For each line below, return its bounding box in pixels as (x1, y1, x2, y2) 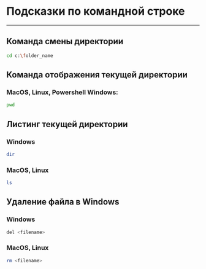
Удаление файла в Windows (6, 197, 120, 207)
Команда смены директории (6, 36, 124, 47)
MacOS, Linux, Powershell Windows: (6, 88, 118, 96)
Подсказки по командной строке (6, 4, 185, 18)
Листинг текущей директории (6, 119, 128, 130)
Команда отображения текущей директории (6, 69, 188, 80)
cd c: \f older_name (6, 52, 53, 59)
